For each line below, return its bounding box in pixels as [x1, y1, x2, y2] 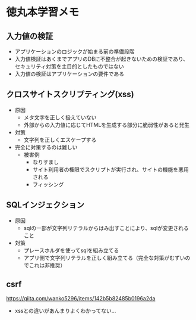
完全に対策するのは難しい [14, 144, 78, 151]
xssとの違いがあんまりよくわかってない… [14, 307, 116, 315]
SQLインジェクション [6, 200, 84, 210]
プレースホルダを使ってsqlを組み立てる [23, 247, 119, 254]
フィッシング [32, 181, 64, 188]
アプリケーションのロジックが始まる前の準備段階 [14, 48, 135, 55]
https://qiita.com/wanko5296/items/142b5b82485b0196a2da [6, 295, 156, 302]
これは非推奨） [29, 262, 66, 269]
